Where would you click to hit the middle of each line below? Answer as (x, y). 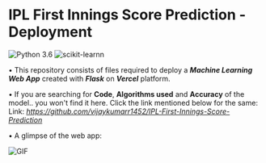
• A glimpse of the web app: (55, 136)
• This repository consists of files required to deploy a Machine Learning (131, 69)
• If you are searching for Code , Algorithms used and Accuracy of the (127, 94)
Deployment (51, 32)
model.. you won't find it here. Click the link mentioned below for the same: (133, 102)
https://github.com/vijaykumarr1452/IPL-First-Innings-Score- (128, 111)
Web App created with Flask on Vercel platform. (90, 78)
